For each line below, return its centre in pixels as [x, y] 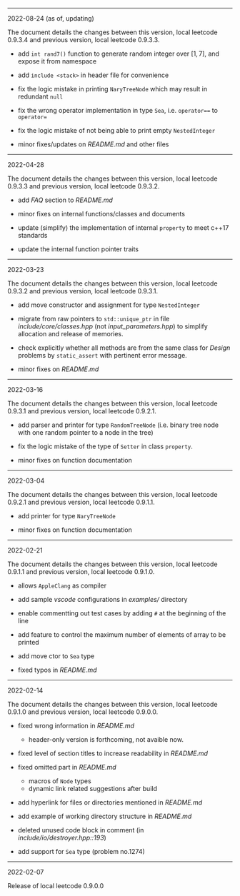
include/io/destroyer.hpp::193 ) [62, 837]
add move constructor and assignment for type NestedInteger [109, 305]
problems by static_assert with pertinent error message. [102, 355]
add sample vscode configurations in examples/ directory [102, 599]
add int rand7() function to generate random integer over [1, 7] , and [119, 54]
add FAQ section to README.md [65, 200]
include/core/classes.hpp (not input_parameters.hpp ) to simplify [113, 326]
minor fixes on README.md [58, 369]
